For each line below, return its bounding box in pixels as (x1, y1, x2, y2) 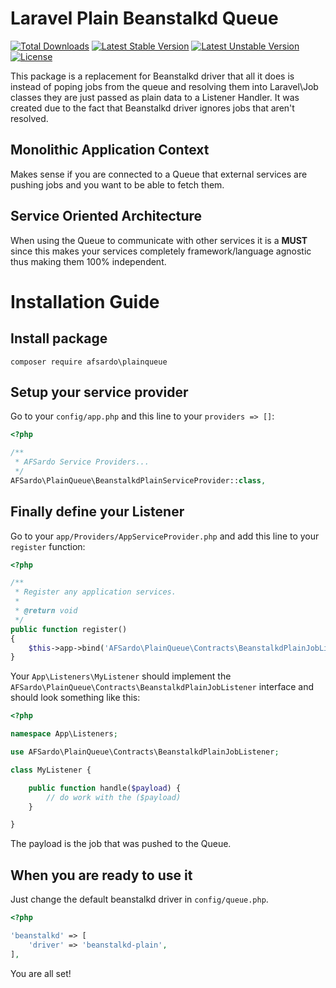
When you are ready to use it (10, 867, 193, 884)
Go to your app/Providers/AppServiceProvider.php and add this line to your (10, 530, 320, 542)
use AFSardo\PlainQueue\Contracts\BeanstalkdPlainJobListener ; (10, 747, 280, 757)
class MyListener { (10, 765, 92, 775)
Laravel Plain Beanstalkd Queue (10, 7, 279, 30)
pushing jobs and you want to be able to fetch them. (10, 178, 225, 191)
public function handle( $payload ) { (28, 783, 182, 793)
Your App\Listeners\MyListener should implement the (10, 670, 232, 682)
